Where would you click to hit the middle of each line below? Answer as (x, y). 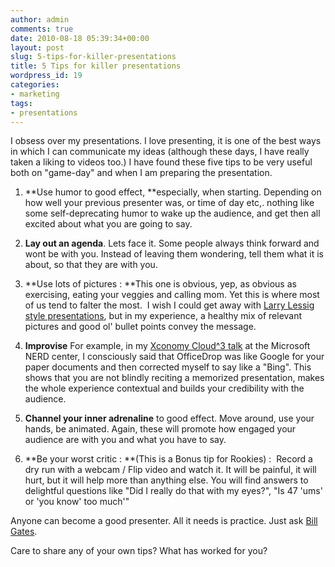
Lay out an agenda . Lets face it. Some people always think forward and (172, 243)
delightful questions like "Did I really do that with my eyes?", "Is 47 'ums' (173, 491)
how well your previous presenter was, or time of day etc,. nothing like (169, 203)
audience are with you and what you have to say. (125, 440)
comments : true (42, 29)
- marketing (35, 94)
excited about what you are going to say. (108, 224)
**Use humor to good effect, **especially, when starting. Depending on (173, 192)
